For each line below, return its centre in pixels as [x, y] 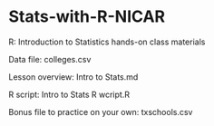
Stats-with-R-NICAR [87, 17]
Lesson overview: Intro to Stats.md [73, 77]
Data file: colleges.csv [50, 59]
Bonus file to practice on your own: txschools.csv [101, 111]
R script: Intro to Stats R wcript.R [69, 94]
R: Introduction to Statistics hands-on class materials [107, 42]
